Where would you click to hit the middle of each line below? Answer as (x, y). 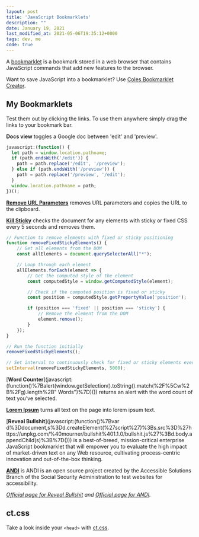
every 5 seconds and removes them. (51, 226)
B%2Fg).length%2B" (32, 392)
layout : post (22, 12)
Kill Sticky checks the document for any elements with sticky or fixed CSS (97, 220)
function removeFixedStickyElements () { (57, 243)
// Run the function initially (45, 346)
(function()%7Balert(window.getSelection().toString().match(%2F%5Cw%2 (98, 386)
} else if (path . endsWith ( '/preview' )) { (63, 170)
